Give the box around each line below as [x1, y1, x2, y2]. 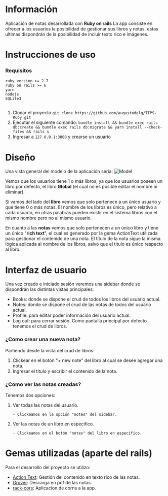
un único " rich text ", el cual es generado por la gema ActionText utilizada [5, 230, 158, 237]
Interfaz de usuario [5, 264, 87, 276]
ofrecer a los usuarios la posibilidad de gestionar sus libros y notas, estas [5, 25, 158, 31]
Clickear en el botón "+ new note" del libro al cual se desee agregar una [12, 357, 163, 363]
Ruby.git [12, 115, 31, 120]
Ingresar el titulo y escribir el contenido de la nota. [12, 368, 117, 374]
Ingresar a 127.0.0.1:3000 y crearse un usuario [12, 134, 111, 140]
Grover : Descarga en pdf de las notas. [12, 479, 92, 485]
